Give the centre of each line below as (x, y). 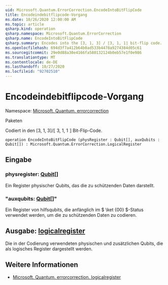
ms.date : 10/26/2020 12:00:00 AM (41, 19)
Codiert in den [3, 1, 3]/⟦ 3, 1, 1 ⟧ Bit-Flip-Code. (54, 130)
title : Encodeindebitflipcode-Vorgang (46, 15)
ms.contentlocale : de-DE (31, 62)
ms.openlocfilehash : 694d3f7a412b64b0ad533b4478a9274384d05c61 (74, 48)
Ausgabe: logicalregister (45, 231)
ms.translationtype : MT (30, 57)
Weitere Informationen (42, 265)
